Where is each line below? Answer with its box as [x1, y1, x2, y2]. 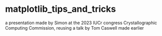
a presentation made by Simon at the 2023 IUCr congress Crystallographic [5, 20, 157, 26]
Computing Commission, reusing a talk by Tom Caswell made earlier [5, 25, 144, 31]
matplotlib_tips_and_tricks [5, 3, 116, 15]
